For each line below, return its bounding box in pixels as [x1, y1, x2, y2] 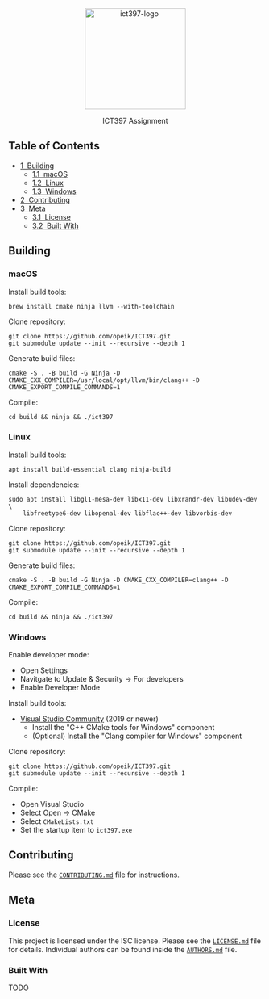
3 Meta [19, 204, 46, 213]
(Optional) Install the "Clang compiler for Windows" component [31, 731, 242, 741]
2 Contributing [19, 195, 71, 204]
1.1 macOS [31, 169, 68, 178]
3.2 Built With [31, 220, 79, 230]
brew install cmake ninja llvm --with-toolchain [8, 302, 175, 310]
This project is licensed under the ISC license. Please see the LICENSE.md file [8, 936, 262, 946]
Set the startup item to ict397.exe [19, 825, 133, 835]
